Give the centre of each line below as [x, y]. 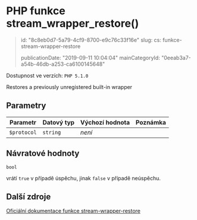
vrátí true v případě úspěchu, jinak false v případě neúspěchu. [83, 178]
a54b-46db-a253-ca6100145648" [63, 64]
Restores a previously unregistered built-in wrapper [69, 87]
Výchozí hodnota [105, 122]
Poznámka [151, 122]
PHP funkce [36, 11]
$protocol [23, 132]
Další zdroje [29, 197]
